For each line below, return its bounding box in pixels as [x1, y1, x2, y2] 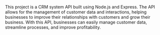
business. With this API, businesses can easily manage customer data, [5, 19, 147, 25]
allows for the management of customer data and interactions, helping [5, 9, 147, 15]
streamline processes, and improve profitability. [5, 24, 101, 30]
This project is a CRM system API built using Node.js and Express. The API [5, 4, 155, 10]
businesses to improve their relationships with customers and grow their [5, 14, 151, 20]
